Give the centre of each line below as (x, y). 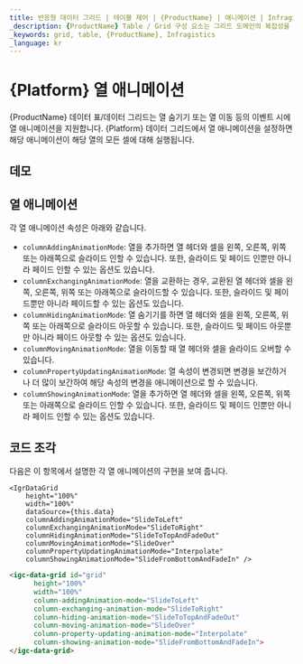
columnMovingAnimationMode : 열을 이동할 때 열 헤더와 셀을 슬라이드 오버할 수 (156, 349)
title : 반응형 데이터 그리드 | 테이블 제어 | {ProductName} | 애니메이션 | (137, 18)
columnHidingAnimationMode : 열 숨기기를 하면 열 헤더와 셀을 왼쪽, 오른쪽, (151, 315)
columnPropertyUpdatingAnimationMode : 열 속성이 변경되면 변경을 (138, 371)
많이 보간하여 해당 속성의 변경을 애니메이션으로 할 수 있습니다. (150, 383)
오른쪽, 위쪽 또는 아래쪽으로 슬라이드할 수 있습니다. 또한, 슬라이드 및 (153, 292)
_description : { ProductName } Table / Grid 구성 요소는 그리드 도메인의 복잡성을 (150, 26)
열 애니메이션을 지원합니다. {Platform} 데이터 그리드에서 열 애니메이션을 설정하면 (151, 128)
